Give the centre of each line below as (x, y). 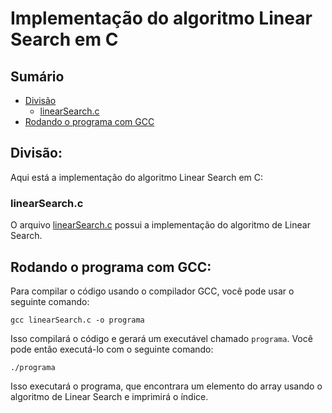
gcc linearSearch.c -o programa (77, 320)
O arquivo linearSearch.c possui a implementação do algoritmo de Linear (160, 225)
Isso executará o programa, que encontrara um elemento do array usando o (166, 386)
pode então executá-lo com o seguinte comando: (112, 349)
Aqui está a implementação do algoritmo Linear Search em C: (137, 177)
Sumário (37, 76)
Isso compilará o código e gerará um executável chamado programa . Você (161, 338)
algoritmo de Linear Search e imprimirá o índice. (109, 396)
